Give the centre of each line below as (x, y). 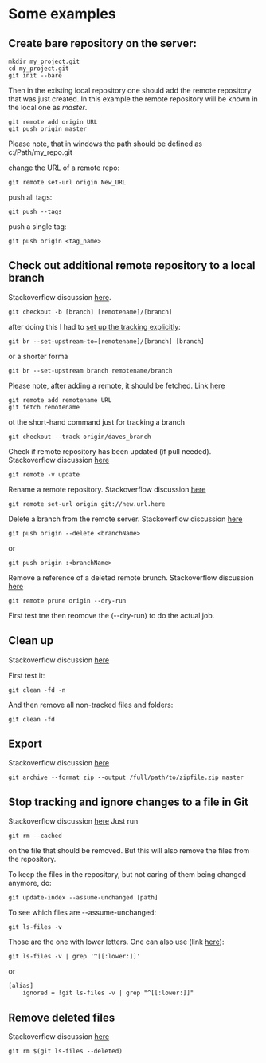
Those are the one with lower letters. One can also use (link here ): (116, 942)
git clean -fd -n (37, 690)
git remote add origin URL (53, 122)
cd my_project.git (39, 69)
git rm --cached (35, 836)
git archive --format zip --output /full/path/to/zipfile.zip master (126, 778)
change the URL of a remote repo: (64, 168)
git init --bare (35, 76)
